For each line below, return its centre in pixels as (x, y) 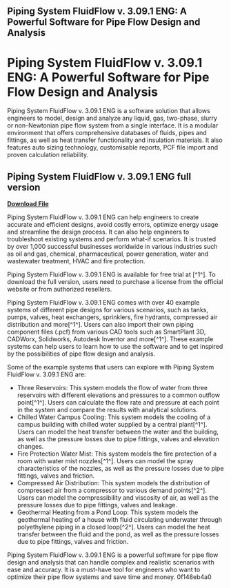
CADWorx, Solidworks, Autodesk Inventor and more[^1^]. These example (110, 339)
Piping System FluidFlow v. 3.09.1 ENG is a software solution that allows (109, 111)
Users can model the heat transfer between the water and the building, (118, 432)
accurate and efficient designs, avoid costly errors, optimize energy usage (113, 225)
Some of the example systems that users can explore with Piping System (111, 367)
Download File (28, 204)
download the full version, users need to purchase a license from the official (115, 282)
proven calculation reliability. (48, 155)
